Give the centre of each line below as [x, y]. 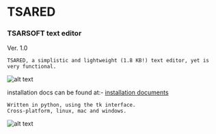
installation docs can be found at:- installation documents [88, 92]
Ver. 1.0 [17, 48]
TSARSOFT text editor [44, 33]
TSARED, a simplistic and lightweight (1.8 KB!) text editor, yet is [108, 61]
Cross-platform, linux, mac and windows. [67, 111]
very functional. [32, 67]
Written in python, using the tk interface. [71, 105]
